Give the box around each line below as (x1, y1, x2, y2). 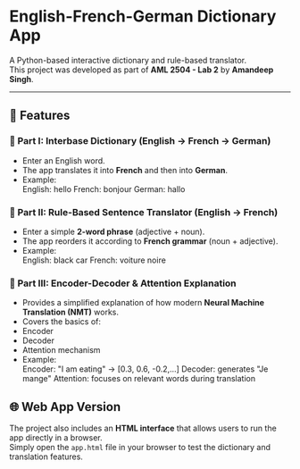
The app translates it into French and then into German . (21, 164, 228, 175)
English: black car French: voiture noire (21, 255, 167, 265)
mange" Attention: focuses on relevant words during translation (21, 373, 256, 384)
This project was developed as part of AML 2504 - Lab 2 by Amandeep (9, 64, 274, 75)
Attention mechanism (21, 345, 101, 356)
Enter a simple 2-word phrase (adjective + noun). (21, 226, 205, 237)
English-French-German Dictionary (9, 6, 277, 27)
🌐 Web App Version (9, 399, 121, 415)
